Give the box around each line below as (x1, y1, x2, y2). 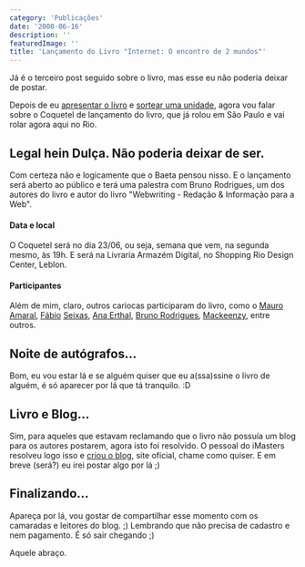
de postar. (9, 82, 47, 93)
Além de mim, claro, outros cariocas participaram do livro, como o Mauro (9, 300, 284, 311)
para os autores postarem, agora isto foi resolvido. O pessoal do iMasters (9, 439, 285, 451)
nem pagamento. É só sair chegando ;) (9, 530, 155, 541)
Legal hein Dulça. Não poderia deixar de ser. (9, 145, 265, 160)
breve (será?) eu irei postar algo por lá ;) (9, 459, 161, 470)
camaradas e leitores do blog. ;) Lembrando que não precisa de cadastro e (9, 520, 290, 531)
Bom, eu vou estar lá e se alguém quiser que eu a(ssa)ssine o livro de (9, 370, 270, 381)
